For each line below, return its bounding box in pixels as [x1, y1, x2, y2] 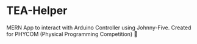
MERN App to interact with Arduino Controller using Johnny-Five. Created [6, 24, 192, 31]
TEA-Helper [6, 4, 68, 18]
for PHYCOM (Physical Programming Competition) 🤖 [6, 30, 138, 37]
